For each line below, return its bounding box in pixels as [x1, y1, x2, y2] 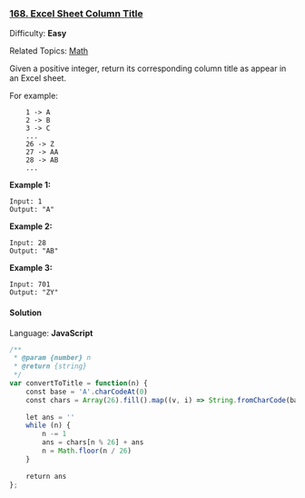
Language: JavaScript [9, 327, 93, 338]
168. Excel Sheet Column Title [9, 7, 143, 20]
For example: [9, 90, 59, 102]
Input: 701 [9, 280, 51, 289]
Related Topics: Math [9, 45, 89, 56]
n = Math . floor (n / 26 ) [42, 446, 132, 455]
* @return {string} [13, 362, 88, 371]
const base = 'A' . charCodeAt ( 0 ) [25, 387, 148, 396]
